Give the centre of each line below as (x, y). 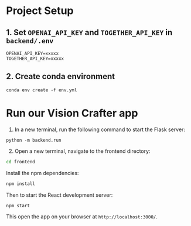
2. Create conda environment (61, 76)
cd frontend (21, 162)
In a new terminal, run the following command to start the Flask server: (100, 129)
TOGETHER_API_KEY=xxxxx (35, 59)
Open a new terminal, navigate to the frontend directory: (82, 151)
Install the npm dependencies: (42, 173)
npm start (18, 206)
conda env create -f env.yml (42, 90)
